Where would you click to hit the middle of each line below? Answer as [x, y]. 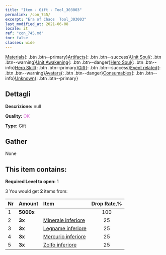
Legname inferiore [65, 228]
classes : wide [20, 43]
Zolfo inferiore [60, 245]
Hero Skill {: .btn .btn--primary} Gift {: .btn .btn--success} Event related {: [88, 67]
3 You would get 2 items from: [36, 191]
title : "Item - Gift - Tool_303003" [44, 10]
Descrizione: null [23, 106]
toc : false [17, 38]
